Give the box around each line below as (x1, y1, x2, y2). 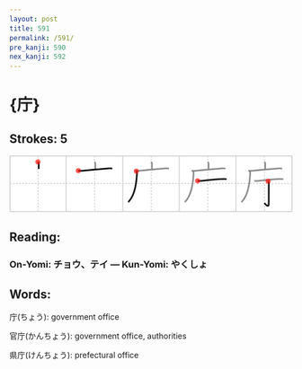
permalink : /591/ (9, 33, 75, 42)
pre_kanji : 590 (9, 43, 67, 52)
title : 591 (9, 23, 50, 33)
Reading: (9, 230, 61, 245)
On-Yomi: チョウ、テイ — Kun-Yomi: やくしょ (9, 259, 209, 271)
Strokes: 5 (9, 131, 68, 146)
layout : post (9, 14, 58, 23)
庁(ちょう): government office (9, 312, 120, 322)
